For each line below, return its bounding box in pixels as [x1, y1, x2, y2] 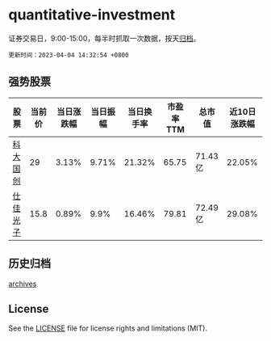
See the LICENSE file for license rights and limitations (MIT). [8, 323, 208, 333]
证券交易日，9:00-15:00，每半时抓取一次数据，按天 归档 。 [8, 33, 201, 43]
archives [8, 279, 37, 288]
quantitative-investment [8, 6, 176, 24]
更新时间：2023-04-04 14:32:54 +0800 [8, 51, 129, 59]
